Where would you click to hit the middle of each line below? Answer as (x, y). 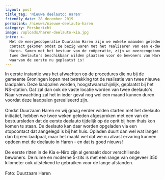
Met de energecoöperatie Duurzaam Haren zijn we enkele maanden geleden (85, 42)
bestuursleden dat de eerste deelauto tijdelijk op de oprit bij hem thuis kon (80, 121)
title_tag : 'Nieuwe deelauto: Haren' (44, 14)
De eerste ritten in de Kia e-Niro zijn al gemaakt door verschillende (72, 152)
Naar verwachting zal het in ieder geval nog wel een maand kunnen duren (80, 95)
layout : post (18, 10)
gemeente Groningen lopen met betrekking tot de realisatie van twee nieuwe (82, 79)
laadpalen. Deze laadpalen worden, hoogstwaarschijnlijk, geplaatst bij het (79, 85)
